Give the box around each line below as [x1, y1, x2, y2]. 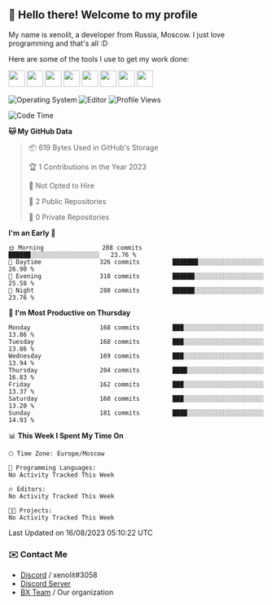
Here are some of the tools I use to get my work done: [8, 54, 190, 63]
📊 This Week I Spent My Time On [8, 430, 124, 440]
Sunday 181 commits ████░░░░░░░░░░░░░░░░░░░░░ [8, 408, 265, 417]
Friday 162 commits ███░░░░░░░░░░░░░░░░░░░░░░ [8, 380, 265, 389]
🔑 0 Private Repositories [28, 212, 110, 222]
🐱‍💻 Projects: [8, 506, 53, 515]
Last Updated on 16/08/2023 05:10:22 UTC [8, 528, 153, 538]
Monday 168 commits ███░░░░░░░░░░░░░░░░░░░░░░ [8, 323, 265, 332]
